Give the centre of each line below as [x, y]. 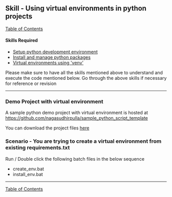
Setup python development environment [55, 52]
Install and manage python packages [52, 57]
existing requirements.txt [38, 148]
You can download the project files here [47, 128]
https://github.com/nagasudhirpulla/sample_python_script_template [77, 118]
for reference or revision [31, 83]
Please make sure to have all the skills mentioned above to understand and [84, 73]
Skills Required [22, 40]
